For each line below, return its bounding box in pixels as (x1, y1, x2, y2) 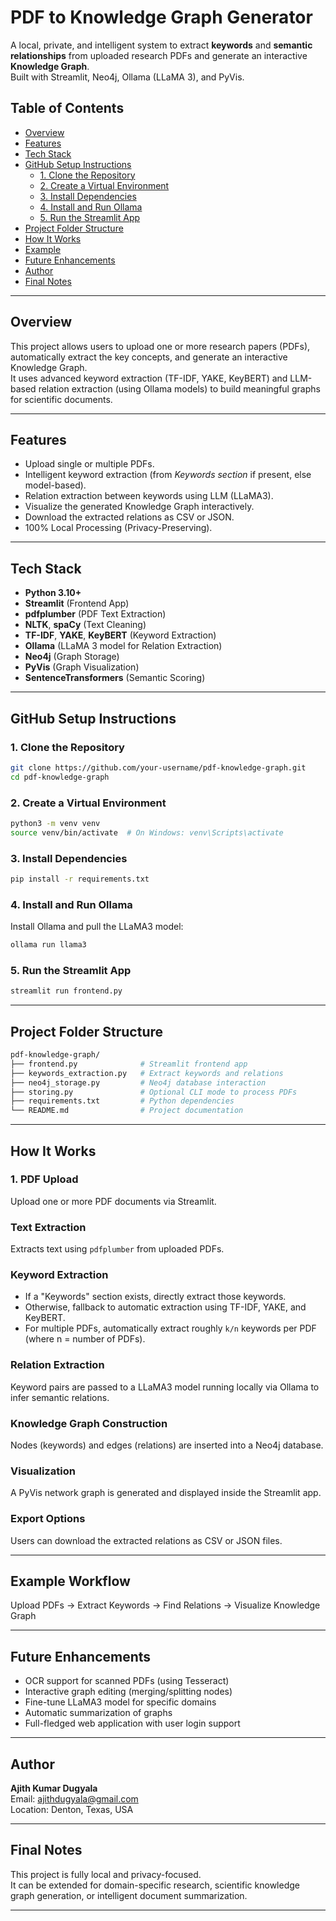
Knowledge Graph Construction (10, 1416, 168, 1430)
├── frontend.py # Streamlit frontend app (10, 1059, 248, 1069)
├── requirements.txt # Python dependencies (10, 1096, 235, 1106)
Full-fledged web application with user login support (24, 1717, 241, 1730)
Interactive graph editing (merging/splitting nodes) (24, 1686, 233, 1698)
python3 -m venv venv (10, 818, 101, 828)
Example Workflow (10, 1572, 131, 1590)
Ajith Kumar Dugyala (10, 1782, 98, 1795)
